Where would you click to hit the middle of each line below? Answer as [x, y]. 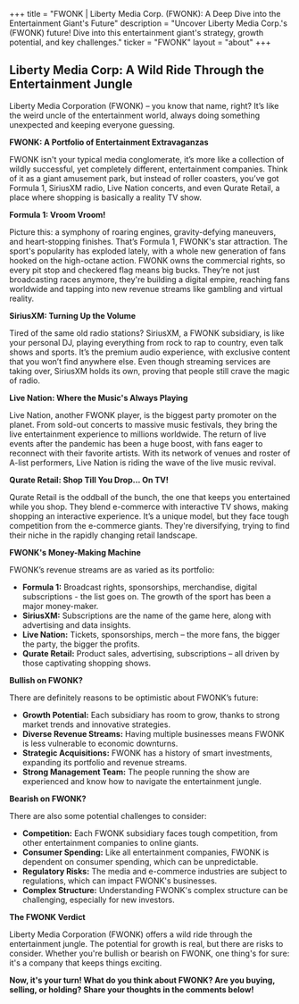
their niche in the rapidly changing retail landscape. [104, 535]
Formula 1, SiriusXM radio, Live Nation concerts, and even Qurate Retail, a [145, 188]
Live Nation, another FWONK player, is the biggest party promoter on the [143, 414]
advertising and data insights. [76, 624]
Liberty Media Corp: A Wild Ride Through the [137, 70]
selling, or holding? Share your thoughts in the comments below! [132, 989]
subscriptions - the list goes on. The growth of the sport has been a [146, 596]
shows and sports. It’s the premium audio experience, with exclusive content [150, 352]
